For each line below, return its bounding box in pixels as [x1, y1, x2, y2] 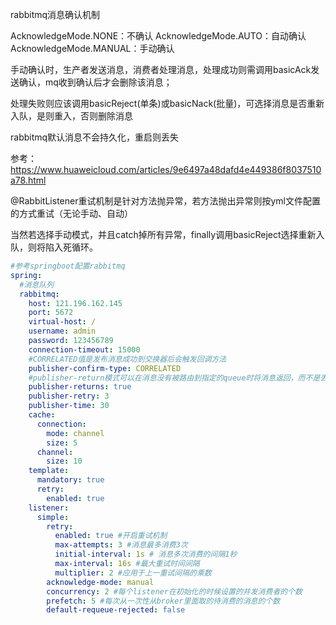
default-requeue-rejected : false [46, 605, 186, 615]
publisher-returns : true [28, 382, 132, 392]
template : [28, 466, 70, 476]
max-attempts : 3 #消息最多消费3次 [54, 540, 188, 550]
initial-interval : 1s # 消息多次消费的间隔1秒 [54, 549, 238, 560]
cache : [28, 410, 56, 420]
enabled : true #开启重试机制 [54, 531, 168, 541]
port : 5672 [28, 308, 74, 318]
